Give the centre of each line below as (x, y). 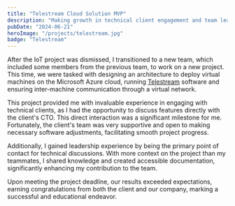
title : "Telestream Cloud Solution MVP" (67, 14)
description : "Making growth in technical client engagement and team (112, 20)
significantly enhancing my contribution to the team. (82, 168)
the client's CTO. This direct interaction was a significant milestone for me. (115, 118)
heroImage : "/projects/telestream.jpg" (65, 33)
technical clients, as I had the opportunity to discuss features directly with (114, 110)
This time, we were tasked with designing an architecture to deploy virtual (114, 75)
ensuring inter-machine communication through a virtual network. (102, 89)
